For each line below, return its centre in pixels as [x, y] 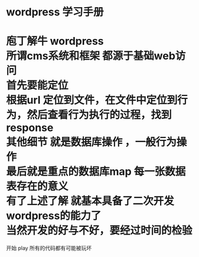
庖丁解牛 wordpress [55, 41]
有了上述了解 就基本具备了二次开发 [90, 201]
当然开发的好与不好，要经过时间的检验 [99, 231]
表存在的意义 [37, 187]
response [30, 128]
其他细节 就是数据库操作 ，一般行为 [92, 142]
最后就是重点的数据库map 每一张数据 [96, 172]
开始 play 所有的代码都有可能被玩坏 [49, 248]
